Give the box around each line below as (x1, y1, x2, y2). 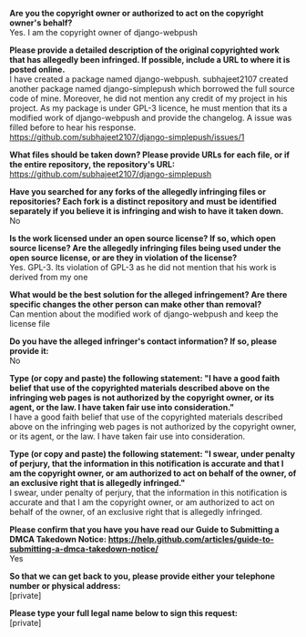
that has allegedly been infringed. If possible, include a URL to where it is (9, 55, 291, 65)
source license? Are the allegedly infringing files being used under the (9, 243, 281, 253)
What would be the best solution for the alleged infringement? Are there (9, 289, 288, 299)
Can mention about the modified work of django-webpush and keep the (9, 308, 280, 319)
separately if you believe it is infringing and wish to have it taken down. (9, 206, 284, 217)
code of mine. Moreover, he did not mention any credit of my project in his (9, 93, 288, 104)
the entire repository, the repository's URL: (9, 159, 176, 169)
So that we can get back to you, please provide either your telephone (9, 571, 276, 581)
